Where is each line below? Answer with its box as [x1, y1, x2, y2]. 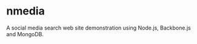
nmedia [6, 4, 45, 18]
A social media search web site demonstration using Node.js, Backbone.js [6, 24, 191, 31]
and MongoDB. [6, 30, 44, 37]
